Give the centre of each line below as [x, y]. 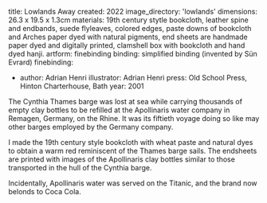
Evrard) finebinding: [41, 62]
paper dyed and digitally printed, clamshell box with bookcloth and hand [127, 45]
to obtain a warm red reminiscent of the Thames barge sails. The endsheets [133, 151]
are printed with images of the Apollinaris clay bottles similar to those [122, 159]
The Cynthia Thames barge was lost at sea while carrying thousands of [126, 101]
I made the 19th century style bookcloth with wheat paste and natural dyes [131, 142]
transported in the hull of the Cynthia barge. [80, 168]
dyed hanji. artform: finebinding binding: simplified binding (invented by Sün [133, 54]
